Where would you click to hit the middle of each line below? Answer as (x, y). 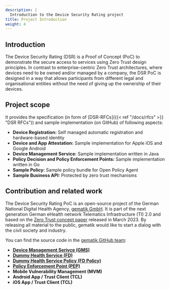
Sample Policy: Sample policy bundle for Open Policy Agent (75, 170)
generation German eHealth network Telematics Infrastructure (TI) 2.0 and (83, 214)
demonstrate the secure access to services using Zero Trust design (76, 62)
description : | (21, 10)
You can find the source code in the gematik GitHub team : (66, 240)
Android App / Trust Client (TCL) (47, 277)
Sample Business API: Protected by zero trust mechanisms (75, 175)
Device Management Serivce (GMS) (51, 250)
